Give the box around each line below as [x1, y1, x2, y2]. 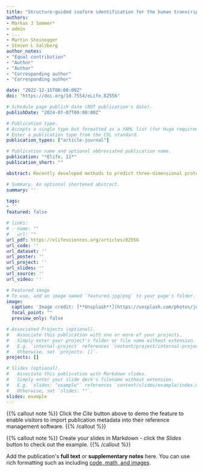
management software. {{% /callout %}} [6, 423, 107, 430]
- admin [6, 25, 26, 32]
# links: [6, 220, 28, 226]
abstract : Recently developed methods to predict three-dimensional [6, 170, 182, 176]
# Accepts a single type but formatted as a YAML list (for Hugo [6, 126, 174, 132]
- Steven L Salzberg [6, 43, 59, 49]
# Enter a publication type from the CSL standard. [6, 131, 139, 138]
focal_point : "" [11, 310, 53, 316]
